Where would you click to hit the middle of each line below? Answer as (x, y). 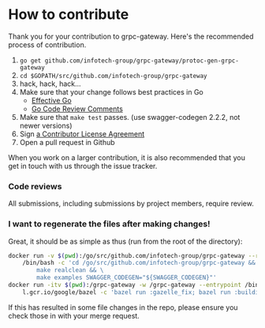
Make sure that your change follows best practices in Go (111, 91)
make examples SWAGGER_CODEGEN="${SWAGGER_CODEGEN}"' (127, 278)
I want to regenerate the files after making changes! (109, 224)
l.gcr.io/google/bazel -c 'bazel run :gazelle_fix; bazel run (127, 292)
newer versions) (46, 125)
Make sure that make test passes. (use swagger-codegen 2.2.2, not (130, 117)
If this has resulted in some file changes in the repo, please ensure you (123, 307)
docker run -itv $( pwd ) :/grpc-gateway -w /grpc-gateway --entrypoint (125, 285)
